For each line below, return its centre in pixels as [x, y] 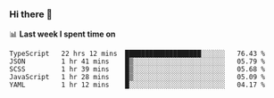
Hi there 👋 [31, 14]
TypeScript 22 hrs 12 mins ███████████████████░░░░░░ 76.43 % [137, 54]
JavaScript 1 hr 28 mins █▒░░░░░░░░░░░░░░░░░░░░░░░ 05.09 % [137, 78]
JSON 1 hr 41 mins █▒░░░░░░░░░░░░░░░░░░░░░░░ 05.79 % [137, 61]
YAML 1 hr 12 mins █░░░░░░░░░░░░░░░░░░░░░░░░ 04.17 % [137, 85]
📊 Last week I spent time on [62, 34]
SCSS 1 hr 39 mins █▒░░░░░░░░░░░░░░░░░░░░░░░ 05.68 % [137, 69]
